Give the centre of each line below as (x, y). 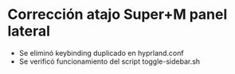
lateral (29, 31)
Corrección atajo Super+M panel (117, 15)
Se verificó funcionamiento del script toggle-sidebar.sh (110, 61)
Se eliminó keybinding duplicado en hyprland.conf (101, 53)
